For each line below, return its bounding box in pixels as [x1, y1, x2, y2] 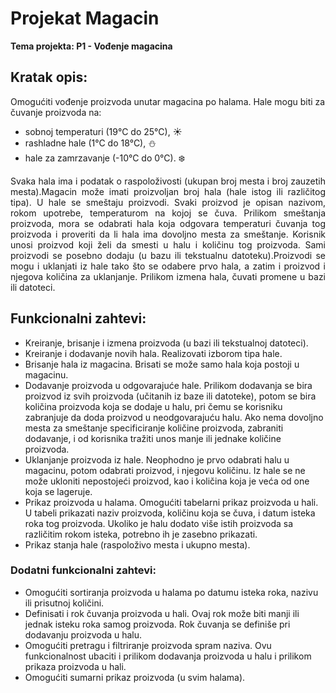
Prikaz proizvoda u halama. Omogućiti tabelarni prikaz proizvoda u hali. [24, 496, 319, 508]
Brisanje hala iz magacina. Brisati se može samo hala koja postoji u [24, 358, 300, 370]
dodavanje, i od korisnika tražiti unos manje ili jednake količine [24, 432, 282, 444]
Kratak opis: [10, 69, 88, 86]
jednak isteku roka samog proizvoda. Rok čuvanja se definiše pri [24, 618, 291, 630]
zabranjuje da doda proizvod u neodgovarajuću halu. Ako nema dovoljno [24, 411, 324, 423]
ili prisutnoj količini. [24, 597, 105, 609]
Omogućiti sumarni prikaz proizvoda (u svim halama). [24, 671, 246, 683]
